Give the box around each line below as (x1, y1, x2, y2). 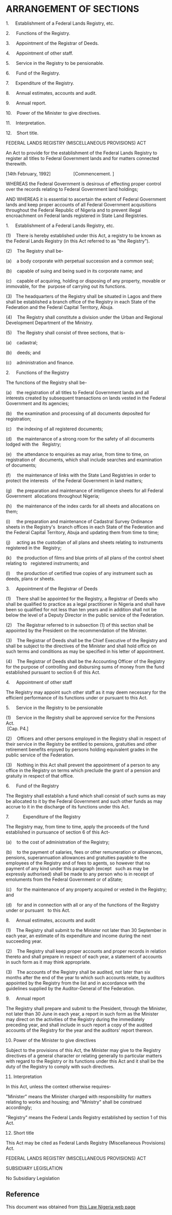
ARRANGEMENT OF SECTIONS (6, 3, 140, 15)
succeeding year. (6, 938, 42, 944)
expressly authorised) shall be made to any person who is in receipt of (6, 871, 154, 877)
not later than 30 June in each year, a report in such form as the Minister (6, 1011, 159, 1017)
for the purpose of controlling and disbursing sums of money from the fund (6, 663, 164, 670)
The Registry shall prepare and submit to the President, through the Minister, (6, 1005, 167, 1011)
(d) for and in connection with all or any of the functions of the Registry (6, 902, 160, 908)
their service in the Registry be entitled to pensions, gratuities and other (6, 741, 157, 747)
